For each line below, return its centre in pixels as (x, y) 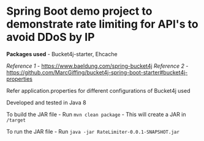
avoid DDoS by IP (51, 37)
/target (16, 120)
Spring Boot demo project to (79, 11)
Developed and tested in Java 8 (47, 103)
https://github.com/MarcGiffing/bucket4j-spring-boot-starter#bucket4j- (97, 72)
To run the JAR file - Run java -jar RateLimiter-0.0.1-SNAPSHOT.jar (93, 131)
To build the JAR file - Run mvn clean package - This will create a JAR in (96, 114)
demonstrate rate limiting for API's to (102, 24)
